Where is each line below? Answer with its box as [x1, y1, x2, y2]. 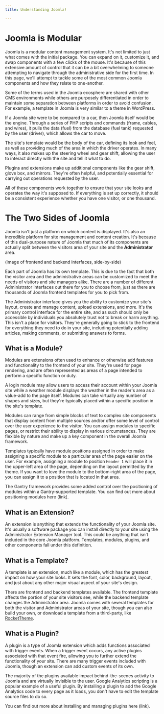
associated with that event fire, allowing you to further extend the [5, 653, 137, 659]
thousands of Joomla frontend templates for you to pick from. [5, 289, 130, 295]
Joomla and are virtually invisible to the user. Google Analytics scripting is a [5, 678, 158, 684]
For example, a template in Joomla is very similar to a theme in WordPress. [5, 105, 156, 111]
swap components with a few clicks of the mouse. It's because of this [5, 59, 146, 65]
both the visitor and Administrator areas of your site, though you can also [5, 605, 153, 611]
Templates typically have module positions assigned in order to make [5, 448, 144, 454]
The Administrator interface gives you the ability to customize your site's [5, 298, 152, 304]
